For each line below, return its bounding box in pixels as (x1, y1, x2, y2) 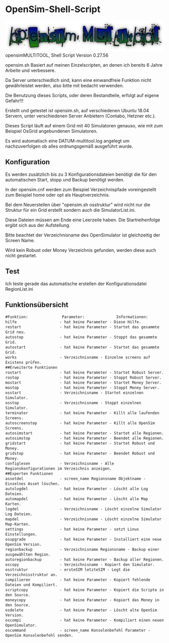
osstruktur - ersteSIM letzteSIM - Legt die (5, 567, 130, 572)
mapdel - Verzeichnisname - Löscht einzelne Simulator (5, 517, 162, 522)
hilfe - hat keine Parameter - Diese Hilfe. (5, 319, 142, 325)
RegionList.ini (5, 286, 33, 292)
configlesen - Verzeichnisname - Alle (5, 461, 114, 466)
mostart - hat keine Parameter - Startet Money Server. (5, 380, 162, 385)
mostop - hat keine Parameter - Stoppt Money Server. (5, 385, 159, 390)
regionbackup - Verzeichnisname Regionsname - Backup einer (5, 547, 159, 552)
